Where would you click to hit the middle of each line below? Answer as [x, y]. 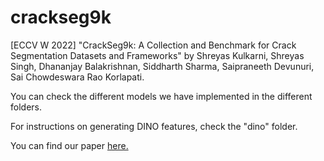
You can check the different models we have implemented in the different [161, 96]
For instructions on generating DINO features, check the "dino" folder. [154, 126]
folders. [26, 107]
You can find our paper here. [69, 145]
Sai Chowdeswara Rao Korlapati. [77, 77]
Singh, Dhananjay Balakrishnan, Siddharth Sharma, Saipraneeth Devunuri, [162, 66]
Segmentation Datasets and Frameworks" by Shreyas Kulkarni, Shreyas [157, 55]
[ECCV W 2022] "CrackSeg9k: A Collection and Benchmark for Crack [153, 45]
